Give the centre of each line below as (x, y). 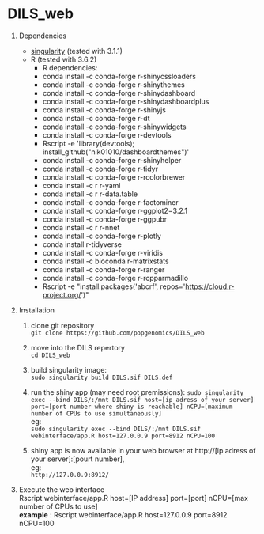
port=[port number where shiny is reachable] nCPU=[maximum (132, 407)
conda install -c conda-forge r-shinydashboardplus (126, 101)
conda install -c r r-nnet (81, 227)
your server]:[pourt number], (77, 459)
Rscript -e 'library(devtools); (89, 143)
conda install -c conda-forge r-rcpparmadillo (115, 278)
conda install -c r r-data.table (90, 194)
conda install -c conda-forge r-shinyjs (104, 110)
